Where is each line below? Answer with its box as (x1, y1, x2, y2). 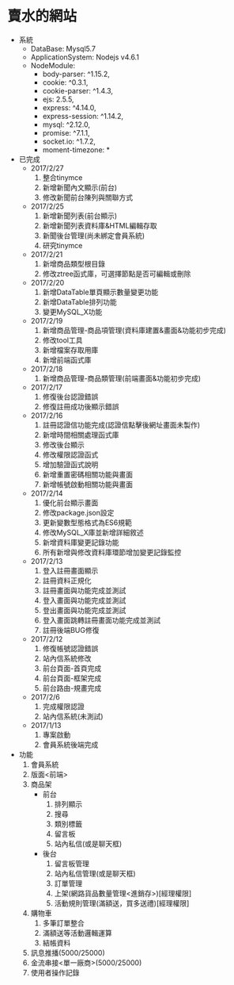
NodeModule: (30, 60, 76, 70)
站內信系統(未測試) (42, 711, 104, 721)
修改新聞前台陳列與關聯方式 (42, 192, 134, 202)
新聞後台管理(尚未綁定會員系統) (42, 231, 145, 240)
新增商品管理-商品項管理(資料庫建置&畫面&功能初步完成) (42, 325, 227, 335)
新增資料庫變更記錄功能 (42, 537, 119, 547)
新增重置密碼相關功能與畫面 (42, 470, 134, 479)
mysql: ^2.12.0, (42, 120, 91, 129)
